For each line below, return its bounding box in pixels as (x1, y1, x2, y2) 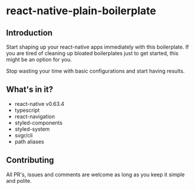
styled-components (14, 119, 63, 126)
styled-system (14, 125, 50, 133)
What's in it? (6, 85, 54, 95)
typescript (14, 107, 40, 114)
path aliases (14, 138, 44, 145)
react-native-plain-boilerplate (6, 4, 156, 18)
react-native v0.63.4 (14, 100, 65, 107)
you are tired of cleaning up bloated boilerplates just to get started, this (6, 50, 179, 57)
